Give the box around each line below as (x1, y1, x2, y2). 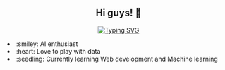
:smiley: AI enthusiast (16, 40, 78, 48)
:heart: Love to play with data (16, 47, 101, 55)
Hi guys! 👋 (95, 7, 142, 19)
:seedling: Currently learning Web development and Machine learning (16, 54, 219, 63)
